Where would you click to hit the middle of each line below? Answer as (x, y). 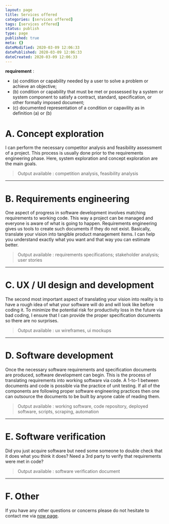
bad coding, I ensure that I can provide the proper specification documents (83, 315)
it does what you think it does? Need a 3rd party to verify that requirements (83, 456)
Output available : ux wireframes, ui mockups (64, 330)
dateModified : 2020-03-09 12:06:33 (43, 47)
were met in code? (24, 462)
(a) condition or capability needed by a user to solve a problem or (80, 81)
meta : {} (14, 43)
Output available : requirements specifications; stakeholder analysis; (88, 255)
